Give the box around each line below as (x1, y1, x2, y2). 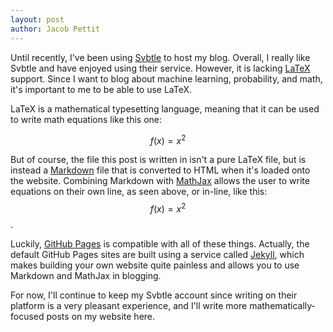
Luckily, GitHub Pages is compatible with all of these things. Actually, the (10, 237, 310, 250)
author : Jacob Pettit (10, 24, 101, 34)
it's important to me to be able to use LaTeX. (10, 83, 193, 95)
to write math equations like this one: (10, 113, 163, 125)
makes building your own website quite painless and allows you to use (10, 259, 300, 271)
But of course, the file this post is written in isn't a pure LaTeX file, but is (10, 154, 307, 166)
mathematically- (249, 299, 316, 311)
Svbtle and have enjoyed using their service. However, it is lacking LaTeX (10, 62, 311, 74)
